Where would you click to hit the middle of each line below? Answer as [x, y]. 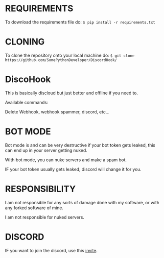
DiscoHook [28, 79]
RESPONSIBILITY [40, 189]
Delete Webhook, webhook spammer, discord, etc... [57, 112]
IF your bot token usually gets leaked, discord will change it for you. [73, 169]
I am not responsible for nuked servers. [45, 217]
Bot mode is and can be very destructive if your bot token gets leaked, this [80, 145]
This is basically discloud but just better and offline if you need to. [71, 93]
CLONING [25, 42]
